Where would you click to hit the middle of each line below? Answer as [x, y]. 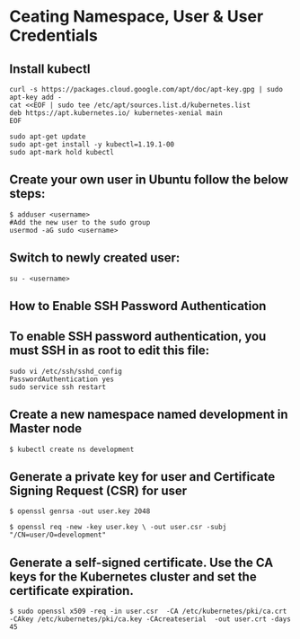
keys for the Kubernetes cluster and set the [133, 577]
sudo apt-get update [48, 137]
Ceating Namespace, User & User [137, 17]
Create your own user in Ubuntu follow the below [149, 180]
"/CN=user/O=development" [57, 535]
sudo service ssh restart [57, 387]
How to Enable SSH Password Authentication [138, 306]
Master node [46, 429]
